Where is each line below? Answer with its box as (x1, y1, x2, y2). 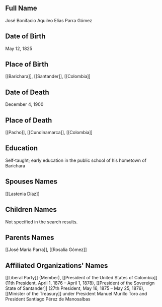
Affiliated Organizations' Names (5, 261, 108, 270)
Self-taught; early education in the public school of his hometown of (5, 157, 147, 163)
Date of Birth (5, 32, 46, 41)
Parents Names (5, 233, 54, 241)
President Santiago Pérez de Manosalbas (5, 296, 91, 302)
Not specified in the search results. (5, 219, 78, 225)
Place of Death (5, 116, 52, 125)
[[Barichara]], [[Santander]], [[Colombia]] (5, 73, 91, 80)
